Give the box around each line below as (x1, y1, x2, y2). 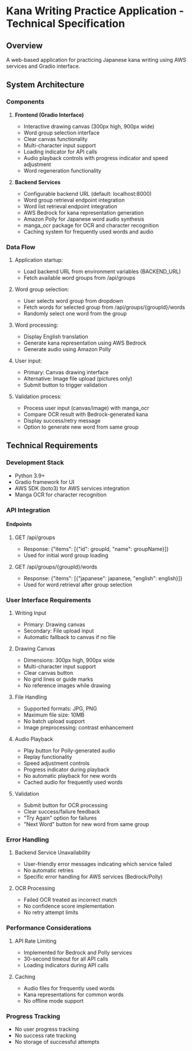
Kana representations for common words (23, 991, 124, 998)
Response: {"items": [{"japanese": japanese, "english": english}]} (23, 574, 183, 581)
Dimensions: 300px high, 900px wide (23, 656, 116, 664)
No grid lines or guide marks (23, 675, 94, 683)
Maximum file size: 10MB (23, 711, 85, 718)
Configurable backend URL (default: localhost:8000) (23, 190, 152, 197)
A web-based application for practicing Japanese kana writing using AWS (6, 57, 187, 63)
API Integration (6, 506, 50, 514)
